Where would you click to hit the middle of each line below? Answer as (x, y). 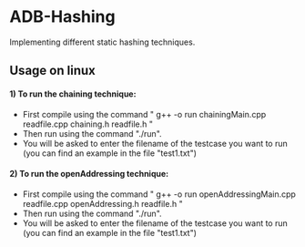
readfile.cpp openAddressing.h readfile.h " (103, 203)
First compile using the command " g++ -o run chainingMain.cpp (144, 114)
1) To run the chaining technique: (73, 94)
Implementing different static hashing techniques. (102, 42)
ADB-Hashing (62, 17)
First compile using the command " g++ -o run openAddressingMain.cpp (159, 194)
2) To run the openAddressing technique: (89, 174)
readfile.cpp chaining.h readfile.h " (87, 124)
